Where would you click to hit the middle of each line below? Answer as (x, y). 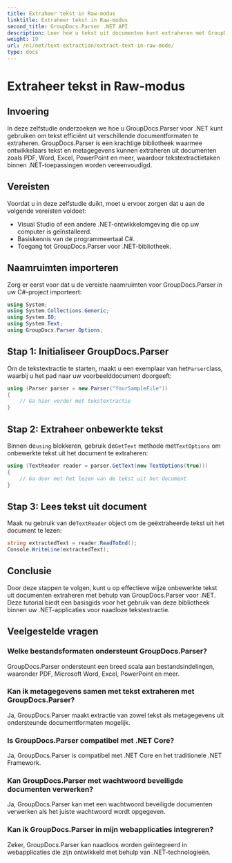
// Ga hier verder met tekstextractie (75, 401)
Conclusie (29, 571)
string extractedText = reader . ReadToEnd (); (72, 543)
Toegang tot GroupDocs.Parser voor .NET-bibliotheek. (94, 246)
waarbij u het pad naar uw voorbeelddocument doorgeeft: (89, 376)
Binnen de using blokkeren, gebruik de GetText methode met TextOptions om (114, 446)
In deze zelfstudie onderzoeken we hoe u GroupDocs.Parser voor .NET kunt (115, 128)
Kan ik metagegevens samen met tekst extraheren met (101, 692)
